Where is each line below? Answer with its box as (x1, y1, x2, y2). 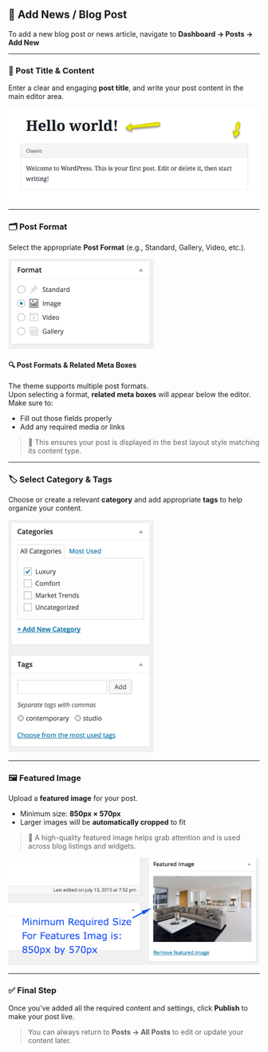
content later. (27, 1035, 72, 1045)
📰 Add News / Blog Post (8, 8, 128, 22)
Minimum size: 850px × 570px (19, 809, 121, 818)
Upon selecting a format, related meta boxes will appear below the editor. (8, 389, 251, 399)
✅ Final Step (8, 985, 57, 996)
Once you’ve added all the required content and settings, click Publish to (8, 1003, 249, 1013)
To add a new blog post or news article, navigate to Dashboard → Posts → (8, 29, 254, 38)
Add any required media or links (19, 422, 125, 431)
